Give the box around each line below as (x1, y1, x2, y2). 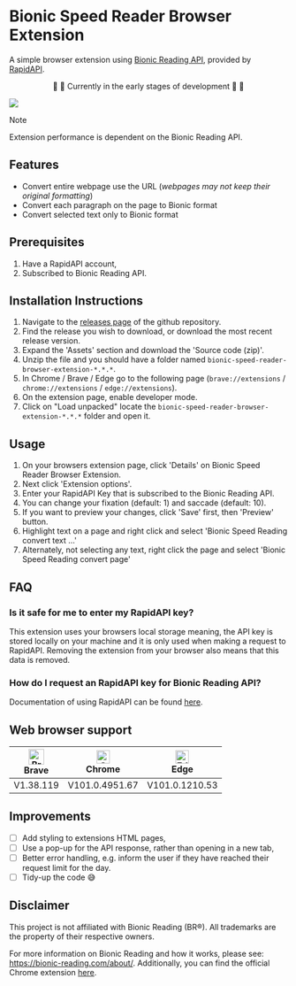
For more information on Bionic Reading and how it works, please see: (9, 948, 264, 959)
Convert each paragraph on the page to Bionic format (21, 199, 218, 210)
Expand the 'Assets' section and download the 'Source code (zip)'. (21, 345, 265, 356)
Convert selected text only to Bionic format (21, 209, 178, 220)
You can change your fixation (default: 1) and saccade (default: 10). (21, 497, 267, 508)
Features (9, 158, 59, 173)
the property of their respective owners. (9, 931, 155, 942)
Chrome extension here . (9, 967, 97, 977)
